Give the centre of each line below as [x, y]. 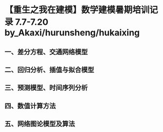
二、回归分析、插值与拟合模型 [49, 70]
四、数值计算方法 [30, 106]
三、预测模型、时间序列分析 [46, 88]
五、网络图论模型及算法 [40, 124]
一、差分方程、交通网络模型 [46, 52]
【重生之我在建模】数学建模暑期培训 [77, 10]
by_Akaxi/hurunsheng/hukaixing [72, 33]
